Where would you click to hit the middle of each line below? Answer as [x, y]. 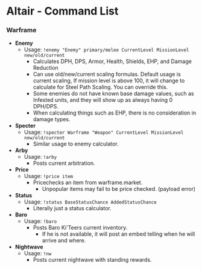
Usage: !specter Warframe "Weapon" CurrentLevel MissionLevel [104, 132]
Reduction [46, 68]
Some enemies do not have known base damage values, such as [113, 94]
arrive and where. [64, 241]
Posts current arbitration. [64, 163]
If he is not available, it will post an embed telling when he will [118, 234]
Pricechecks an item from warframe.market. [88, 182]
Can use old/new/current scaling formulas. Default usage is [107, 75]
